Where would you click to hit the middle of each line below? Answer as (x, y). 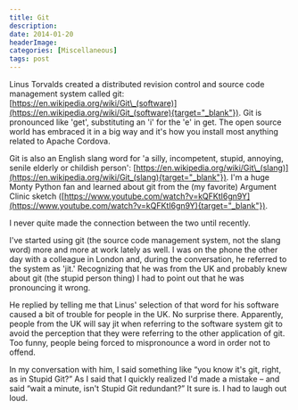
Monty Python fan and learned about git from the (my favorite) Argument (143, 187)
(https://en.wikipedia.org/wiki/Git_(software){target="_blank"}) (124, 113)
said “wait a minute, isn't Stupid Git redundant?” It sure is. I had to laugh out (148, 388)
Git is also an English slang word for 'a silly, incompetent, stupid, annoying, (146, 158)
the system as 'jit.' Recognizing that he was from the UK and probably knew (148, 269)
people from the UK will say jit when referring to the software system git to (146, 324)
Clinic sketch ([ (37, 196)
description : (33, 26)
